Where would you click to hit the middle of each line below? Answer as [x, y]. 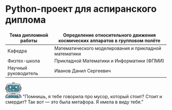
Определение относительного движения [110, 35]
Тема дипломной [29, 35]
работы [29, 41]
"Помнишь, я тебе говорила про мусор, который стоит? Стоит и [92, 96]
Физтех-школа [24, 61]
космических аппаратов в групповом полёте [110, 41]
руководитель [23, 74]
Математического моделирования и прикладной [108, 48]
